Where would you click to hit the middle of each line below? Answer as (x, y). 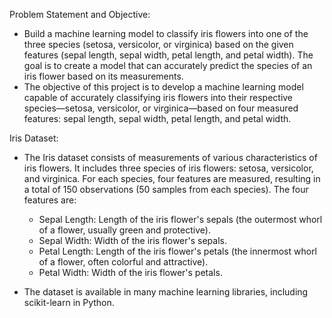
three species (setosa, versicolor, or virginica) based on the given (158, 44)
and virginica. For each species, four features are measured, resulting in (172, 178)
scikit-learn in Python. (69, 302)
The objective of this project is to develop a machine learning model (163, 87)
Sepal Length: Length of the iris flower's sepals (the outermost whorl (180, 219)
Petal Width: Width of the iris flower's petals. (130, 272)
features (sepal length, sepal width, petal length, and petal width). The (168, 55)
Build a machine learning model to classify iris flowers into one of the (166, 33)
